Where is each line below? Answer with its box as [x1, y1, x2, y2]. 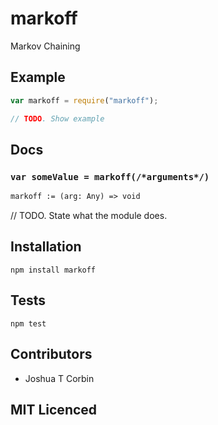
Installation [10, 238, 82, 256]
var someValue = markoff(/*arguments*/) [10, 171, 210, 182]
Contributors [10, 346, 93, 363]
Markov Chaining [10, 40, 81, 52]
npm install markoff [10, 265, 97, 275]
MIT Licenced [10, 401, 98, 418]
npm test [10, 318, 47, 329]
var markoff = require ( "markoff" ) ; [10, 95, 159, 106]
